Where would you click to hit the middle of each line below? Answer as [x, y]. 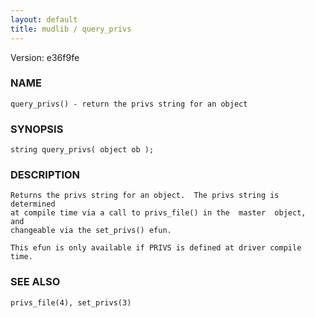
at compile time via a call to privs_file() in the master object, [158, 213]
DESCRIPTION [45, 175]
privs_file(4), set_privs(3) [71, 302]
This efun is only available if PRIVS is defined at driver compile [156, 248]
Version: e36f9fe [45, 57]
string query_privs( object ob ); [82, 150]
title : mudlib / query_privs [71, 29]
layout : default [44, 19]
